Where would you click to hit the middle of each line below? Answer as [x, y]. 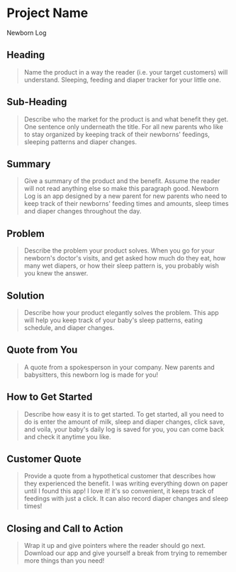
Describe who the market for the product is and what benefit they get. [126, 119]
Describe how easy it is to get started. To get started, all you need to [124, 414]
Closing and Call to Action [65, 528]
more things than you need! [64, 561]
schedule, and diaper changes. [69, 328]
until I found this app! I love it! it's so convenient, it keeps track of [119, 491]
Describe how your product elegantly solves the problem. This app [121, 313]
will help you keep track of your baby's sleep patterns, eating [113, 320]
